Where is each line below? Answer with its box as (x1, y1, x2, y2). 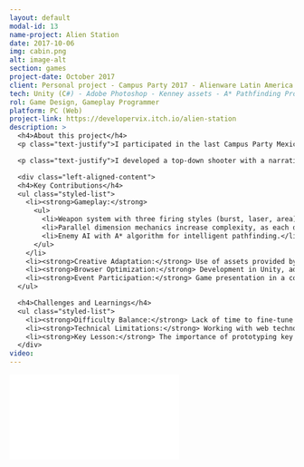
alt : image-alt (9, 55, 67, 64)
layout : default (9, 13, 71, 23)
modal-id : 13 (9, 22, 59, 31)
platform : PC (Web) (9, 106, 83, 115)
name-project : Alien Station (9, 30, 119, 39)
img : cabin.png (9, 47, 67, 56)
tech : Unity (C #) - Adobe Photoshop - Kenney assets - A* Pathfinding (9, 89, 281, 98)
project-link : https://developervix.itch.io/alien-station (9, 114, 237, 123)
